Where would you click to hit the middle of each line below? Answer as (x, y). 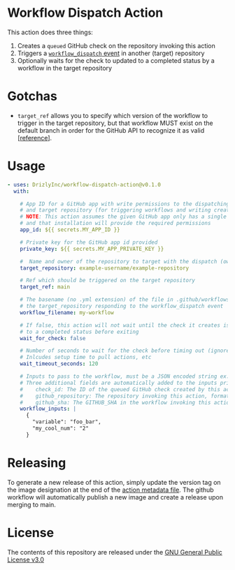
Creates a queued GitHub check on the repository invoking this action (116, 45)
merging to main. (31, 504)
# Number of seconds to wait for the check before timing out (112, 351)
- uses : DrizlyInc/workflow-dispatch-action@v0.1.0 (84, 184)
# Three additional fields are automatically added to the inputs (119, 383)
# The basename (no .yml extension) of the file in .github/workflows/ (126, 300)
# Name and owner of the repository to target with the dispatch (119, 261)
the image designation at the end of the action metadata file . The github (111, 490)
